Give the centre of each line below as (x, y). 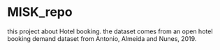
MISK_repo (40, 12)
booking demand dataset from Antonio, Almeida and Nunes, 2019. (102, 38)
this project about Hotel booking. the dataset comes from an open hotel (110, 31)
